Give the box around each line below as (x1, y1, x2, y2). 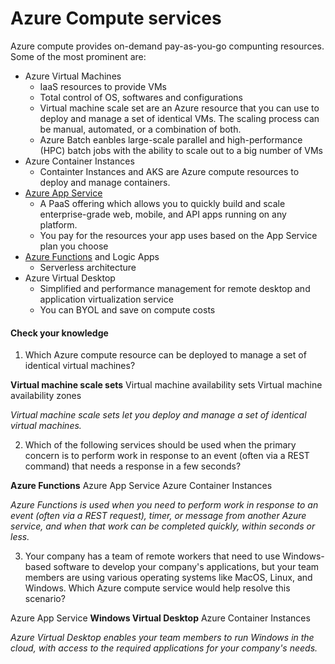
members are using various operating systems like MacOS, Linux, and (24, 572, 313, 584)
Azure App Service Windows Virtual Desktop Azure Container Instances (10, 612, 311, 624)
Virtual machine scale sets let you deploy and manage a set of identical (10, 409, 307, 421)
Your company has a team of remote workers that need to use (24, 550, 281, 562)
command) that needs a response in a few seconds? (24, 460, 242, 472)
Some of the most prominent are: (10, 50, 147, 62)
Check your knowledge (10, 327, 109, 339)
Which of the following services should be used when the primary (24, 439, 297, 451)
